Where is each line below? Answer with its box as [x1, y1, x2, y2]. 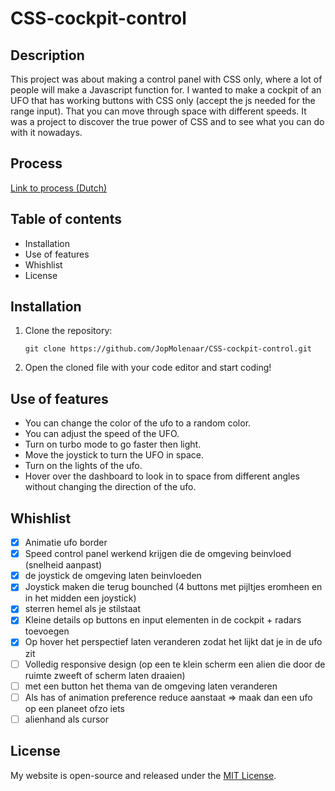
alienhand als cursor [24, 713, 109, 725]
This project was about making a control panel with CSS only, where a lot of [10, 73, 323, 85]
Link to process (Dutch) [10, 182, 108, 194]
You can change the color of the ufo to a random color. [24, 417, 252, 429]
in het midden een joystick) [24, 592, 137, 604]
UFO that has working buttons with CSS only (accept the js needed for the [10, 95, 316, 106]
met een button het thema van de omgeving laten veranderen [24, 680, 278, 692]
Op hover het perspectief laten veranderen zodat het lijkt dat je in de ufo [24, 636, 323, 648]
